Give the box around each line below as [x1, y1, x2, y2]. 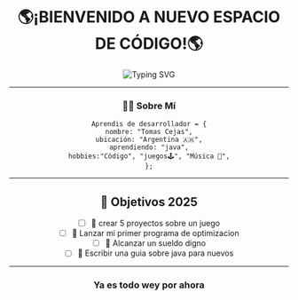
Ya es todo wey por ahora [93, 279, 205, 291]
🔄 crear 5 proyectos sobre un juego [90, 218, 220, 229]
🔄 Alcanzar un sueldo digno [105, 238, 207, 249]
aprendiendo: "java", [109, 143, 189, 152]
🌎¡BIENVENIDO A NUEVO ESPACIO [17, 7, 281, 28]
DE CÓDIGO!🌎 [94, 34, 204, 54]
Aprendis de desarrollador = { [91, 120, 207, 129]
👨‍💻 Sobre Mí [122, 99, 176, 112]
